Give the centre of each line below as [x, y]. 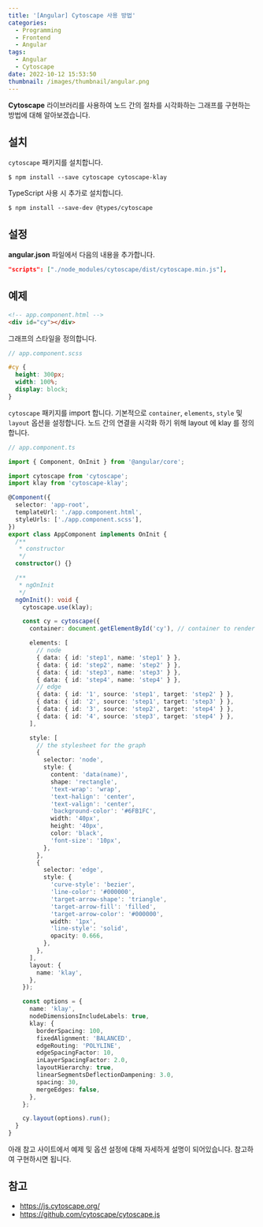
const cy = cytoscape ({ [61, 621]
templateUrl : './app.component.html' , [79, 512]
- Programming [38, 30]
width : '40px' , [75, 819]
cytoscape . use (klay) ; [57, 607]
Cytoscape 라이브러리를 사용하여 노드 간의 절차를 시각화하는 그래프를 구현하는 [130, 105]
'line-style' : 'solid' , [89, 929]
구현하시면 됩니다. [44, 1159]
